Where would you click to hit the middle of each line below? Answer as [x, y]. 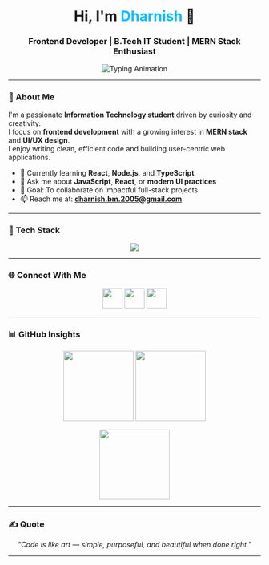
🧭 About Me [32, 97]
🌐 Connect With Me [47, 275]
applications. [29, 157]
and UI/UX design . [39, 140]
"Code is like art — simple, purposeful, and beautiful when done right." [134, 544]
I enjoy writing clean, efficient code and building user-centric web [117, 148]
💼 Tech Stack [34, 230]
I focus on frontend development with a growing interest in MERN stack [128, 131]
